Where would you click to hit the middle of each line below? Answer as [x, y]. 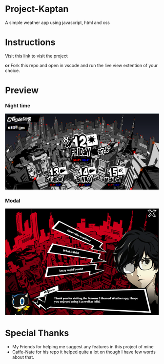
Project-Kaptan [37, 9]
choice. [13, 70]
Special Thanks [37, 333]
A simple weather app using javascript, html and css [57, 23]
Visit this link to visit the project [37, 56]
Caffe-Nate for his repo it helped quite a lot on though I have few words [84, 352]
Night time [18, 105]
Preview [22, 90]
